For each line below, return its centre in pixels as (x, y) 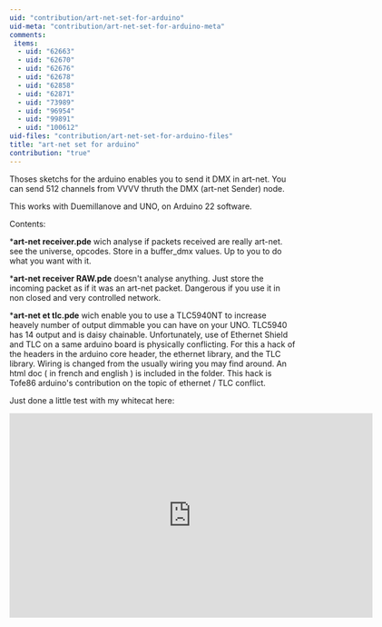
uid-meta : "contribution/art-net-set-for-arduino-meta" (117, 26)
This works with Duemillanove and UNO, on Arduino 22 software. (131, 206)
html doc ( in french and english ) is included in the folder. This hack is (141, 373)
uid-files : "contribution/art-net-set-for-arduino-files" (121, 136)
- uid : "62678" (46, 77)
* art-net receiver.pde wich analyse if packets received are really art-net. (146, 241)
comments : (28, 35)
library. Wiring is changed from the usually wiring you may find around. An (148, 363)
